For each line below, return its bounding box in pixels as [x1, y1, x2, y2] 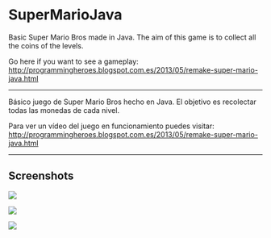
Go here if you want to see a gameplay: [8, 56, 139, 66]
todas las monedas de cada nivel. [8, 105, 119, 115]
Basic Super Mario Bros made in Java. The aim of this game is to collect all [8, 32, 256, 42]
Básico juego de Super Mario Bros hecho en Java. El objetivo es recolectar [8, 97, 256, 106]
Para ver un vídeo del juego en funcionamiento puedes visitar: [8, 121, 215, 131]
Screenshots [8, 169, 74, 183]
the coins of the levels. [8, 40, 84, 50]
